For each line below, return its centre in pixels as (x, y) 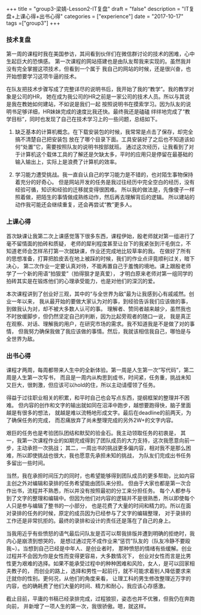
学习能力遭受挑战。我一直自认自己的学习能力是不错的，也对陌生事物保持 (104, 175)
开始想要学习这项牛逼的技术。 (43, 76)
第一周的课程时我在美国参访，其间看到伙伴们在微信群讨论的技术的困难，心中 (100, 54)
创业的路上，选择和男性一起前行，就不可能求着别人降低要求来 (115, 571)
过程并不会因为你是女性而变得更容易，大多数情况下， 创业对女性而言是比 (96, 556)
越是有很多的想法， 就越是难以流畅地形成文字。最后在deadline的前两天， (96, 412)
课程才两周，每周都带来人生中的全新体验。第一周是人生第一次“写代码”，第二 (100, 370)
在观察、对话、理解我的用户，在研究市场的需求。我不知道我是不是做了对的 (98, 323)
